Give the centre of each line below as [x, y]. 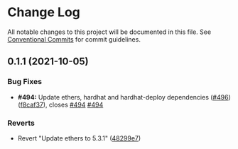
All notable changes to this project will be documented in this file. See [109, 32]
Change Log [44, 12]
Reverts [21, 123]
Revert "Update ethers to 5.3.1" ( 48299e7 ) [79, 138]
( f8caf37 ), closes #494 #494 [60, 105]
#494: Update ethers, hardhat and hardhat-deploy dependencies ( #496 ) [124, 97]
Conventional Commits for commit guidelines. [74, 39]
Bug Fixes [25, 82]
